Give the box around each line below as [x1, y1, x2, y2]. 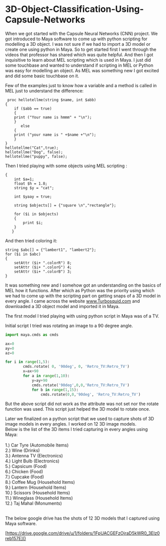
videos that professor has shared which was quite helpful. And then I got [5, 51, 154, 58]
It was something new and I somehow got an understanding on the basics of [5, 282, 162, 288]
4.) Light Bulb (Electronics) [5, 458, 59, 464]
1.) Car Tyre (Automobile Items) [5, 442, 69, 448]
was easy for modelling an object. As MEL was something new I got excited [5, 67, 160, 73]
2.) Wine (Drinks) [5, 447, 40, 453]
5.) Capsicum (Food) [5, 463, 47, 469]
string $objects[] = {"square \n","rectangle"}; [14, 203, 116, 208]
